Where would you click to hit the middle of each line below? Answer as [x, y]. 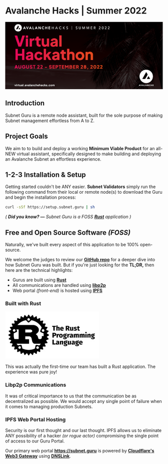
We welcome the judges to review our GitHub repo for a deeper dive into [80, 260]
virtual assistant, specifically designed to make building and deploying [89, 154]
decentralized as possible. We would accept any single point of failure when [84, 401]
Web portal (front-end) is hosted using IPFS [57, 291]
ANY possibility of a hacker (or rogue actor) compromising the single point [82, 435]
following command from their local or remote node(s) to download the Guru [84, 192]
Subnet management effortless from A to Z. [50, 121]
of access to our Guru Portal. [35, 441]
